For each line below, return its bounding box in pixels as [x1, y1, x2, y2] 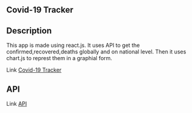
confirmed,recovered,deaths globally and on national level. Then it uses [6, 48, 187, 55]
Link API [6, 100, 27, 108]
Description [6, 26, 52, 36]
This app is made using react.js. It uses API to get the [6, 42, 140, 49]
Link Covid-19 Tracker [6, 66, 62, 74]
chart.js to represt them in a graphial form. [6, 55, 113, 62]
